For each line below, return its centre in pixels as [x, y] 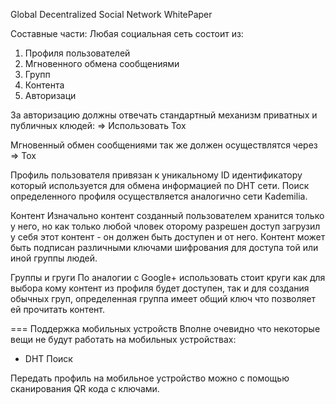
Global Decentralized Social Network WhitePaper [111, 14]
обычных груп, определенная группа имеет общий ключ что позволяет [163, 298]
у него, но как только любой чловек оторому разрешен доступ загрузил [165, 226]
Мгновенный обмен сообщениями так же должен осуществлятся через [164, 145]
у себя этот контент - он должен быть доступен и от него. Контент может [168, 237]
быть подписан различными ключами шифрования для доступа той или [164, 247]
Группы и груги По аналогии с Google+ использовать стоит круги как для [168, 277]
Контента [44, 85]
